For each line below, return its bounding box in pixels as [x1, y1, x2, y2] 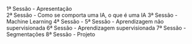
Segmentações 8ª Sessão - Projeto [6, 31, 96, 38]
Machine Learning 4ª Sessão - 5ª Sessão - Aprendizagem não [6, 18, 164, 25]
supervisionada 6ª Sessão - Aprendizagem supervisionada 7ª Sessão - [6, 24, 186, 31]
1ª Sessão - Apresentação [6, 5, 72, 12]
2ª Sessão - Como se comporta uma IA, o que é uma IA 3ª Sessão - [6, 11, 178, 19]
